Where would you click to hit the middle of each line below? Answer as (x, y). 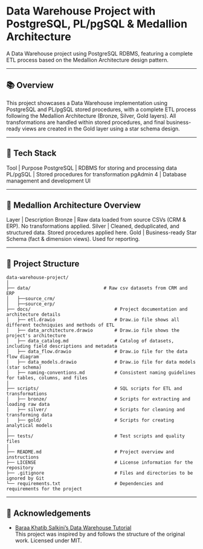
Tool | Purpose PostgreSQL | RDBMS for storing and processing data (92, 168)
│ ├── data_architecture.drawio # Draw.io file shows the (93, 330)
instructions (23, 457)
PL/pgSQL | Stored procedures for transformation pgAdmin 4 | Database (96, 174)
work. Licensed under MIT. (48, 541)
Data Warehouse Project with (81, 11)
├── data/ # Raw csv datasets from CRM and (97, 288)
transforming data (29, 415)
